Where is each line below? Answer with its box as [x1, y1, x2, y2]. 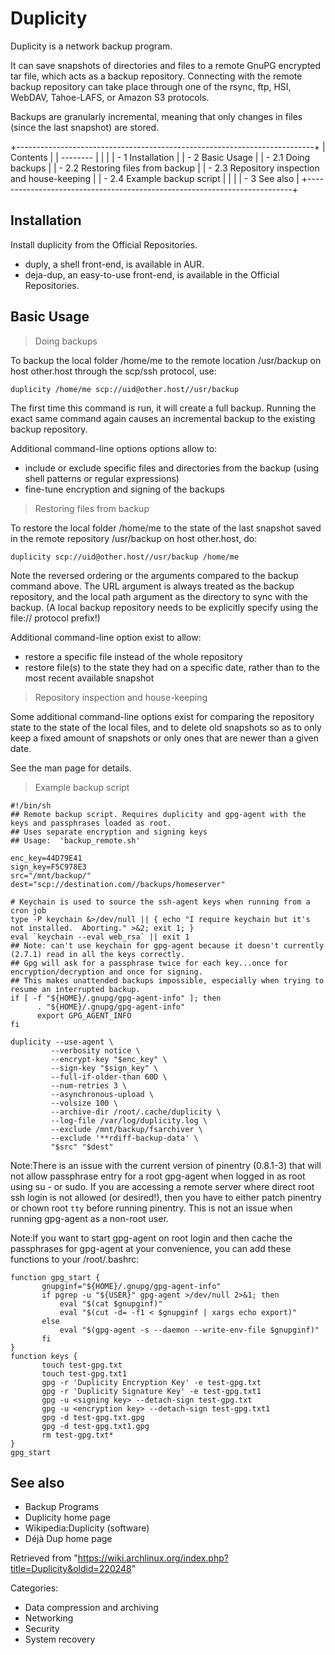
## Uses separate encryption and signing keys [10, 827, 208, 837]
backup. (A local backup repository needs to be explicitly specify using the [10, 601, 319, 613]
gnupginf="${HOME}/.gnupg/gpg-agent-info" [41, 1281, 222, 1291]
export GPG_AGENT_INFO [36, 1010, 132, 1021]
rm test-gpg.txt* [41, 1430, 114, 1440]
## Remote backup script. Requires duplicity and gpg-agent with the [10, 809, 307, 819]
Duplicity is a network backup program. [10, 40, 173, 52]
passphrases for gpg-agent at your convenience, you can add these [10, 1242, 292, 1254]
